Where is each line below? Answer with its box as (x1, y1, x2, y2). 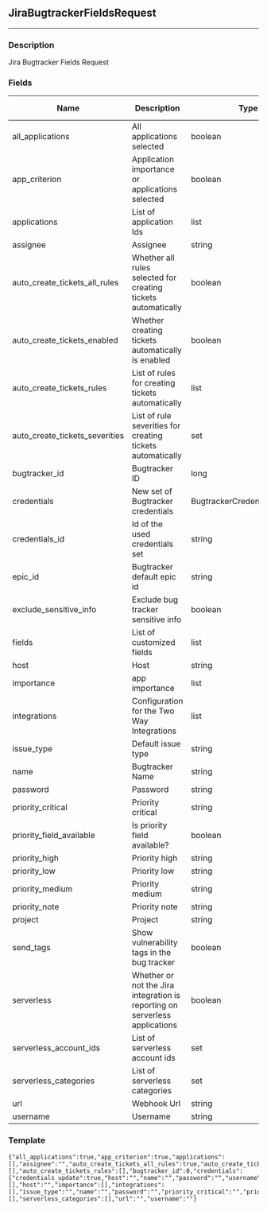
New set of (131, 486, 173, 497)
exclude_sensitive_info (12, 604, 97, 615)
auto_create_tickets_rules (12, 382, 107, 394)
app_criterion (12, 174, 62, 185)
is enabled (131, 355, 171, 366)
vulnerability (131, 937, 178, 949)
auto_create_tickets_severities (12, 430, 125, 441)
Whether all (131, 252, 175, 263)
